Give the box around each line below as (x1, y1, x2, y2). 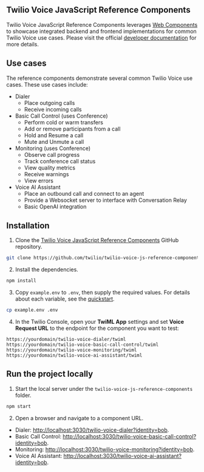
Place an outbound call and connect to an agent (24, 190, 144, 197)
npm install (6, 277, 36, 284)
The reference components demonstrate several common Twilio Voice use (6, 74, 193, 82)
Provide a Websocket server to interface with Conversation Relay (24, 196, 187, 204)
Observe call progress (24, 151, 80, 158)
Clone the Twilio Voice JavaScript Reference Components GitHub (15, 237, 179, 244)
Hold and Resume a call (24, 131, 84, 139)
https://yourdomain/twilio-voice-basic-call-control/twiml (6, 341, 159, 348)
